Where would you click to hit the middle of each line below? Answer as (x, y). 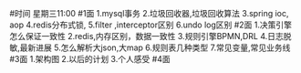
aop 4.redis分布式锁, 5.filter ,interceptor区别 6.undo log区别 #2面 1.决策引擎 (151, 25)
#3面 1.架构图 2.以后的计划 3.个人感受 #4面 (90, 59)
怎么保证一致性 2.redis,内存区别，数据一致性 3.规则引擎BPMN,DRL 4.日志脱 (150, 36)
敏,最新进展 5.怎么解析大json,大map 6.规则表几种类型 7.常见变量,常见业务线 (150, 47)
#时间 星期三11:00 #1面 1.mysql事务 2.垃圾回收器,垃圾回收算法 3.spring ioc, (149, 13)
